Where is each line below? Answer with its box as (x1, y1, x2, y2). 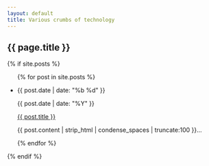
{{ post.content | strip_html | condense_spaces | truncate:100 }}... (16, 126, 202, 134)
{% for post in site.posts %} (16, 73, 96, 81)
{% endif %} (7, 152, 42, 161)
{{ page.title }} (7, 42, 71, 53)
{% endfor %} (16, 139, 57, 148)
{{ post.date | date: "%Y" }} (16, 100, 95, 108)
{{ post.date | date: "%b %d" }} (16, 86, 106, 94)
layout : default (7, 10, 53, 17)
